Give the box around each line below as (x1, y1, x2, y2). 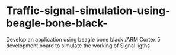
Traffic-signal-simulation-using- (6, 4, 171, 18)
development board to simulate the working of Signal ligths (6, 42, 150, 49)
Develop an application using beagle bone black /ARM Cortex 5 (6, 36, 161, 43)
